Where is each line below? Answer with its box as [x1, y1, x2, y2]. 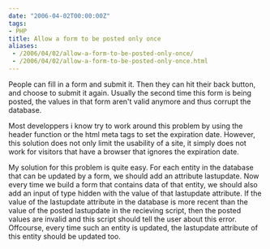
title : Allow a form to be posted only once [8, 34, 161, 43]
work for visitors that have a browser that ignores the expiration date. [8, 147, 239, 157]
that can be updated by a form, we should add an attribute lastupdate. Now [8, 171, 259, 181]
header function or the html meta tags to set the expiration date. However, [8, 129, 255, 139]
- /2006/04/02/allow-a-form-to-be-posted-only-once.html [11, 58, 208, 66]
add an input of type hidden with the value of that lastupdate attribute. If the [8, 188, 262, 198]
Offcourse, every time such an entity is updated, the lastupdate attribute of [8, 222, 258, 232]
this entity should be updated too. [8, 231, 122, 241]
